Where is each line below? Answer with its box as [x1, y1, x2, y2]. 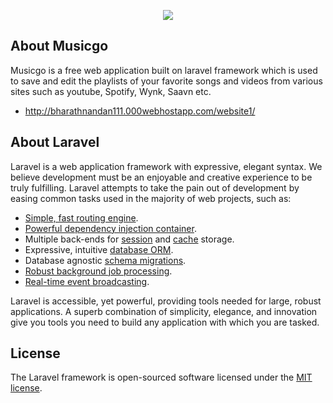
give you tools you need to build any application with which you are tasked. [10, 316, 320, 328]
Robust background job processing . [24, 265, 173, 277]
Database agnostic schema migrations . [24, 254, 187, 266]
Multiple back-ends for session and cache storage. [24, 233, 235, 245]
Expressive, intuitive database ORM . [24, 243, 174, 255]
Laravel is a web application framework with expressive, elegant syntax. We [10, 160, 323, 172]
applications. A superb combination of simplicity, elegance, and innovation [10, 305, 318, 317]
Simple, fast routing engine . [24, 211, 139, 224]
